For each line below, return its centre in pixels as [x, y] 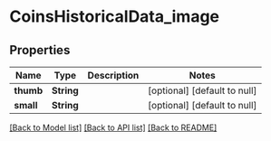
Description [113, 75]
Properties [40, 50]
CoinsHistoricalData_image [115, 17]
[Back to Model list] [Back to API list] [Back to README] [113, 127]
